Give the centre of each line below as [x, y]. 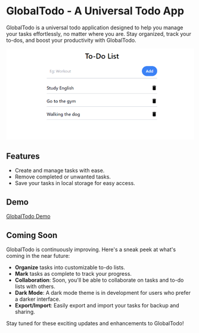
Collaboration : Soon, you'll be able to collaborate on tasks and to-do [99, 280]
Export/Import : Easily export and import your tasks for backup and [97, 306]
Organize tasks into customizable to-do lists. [70, 267]
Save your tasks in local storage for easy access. [75, 183]
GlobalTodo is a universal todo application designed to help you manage [95, 27]
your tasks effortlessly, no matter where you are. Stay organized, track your [99, 33]
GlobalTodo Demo [28, 217]
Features [23, 156]
